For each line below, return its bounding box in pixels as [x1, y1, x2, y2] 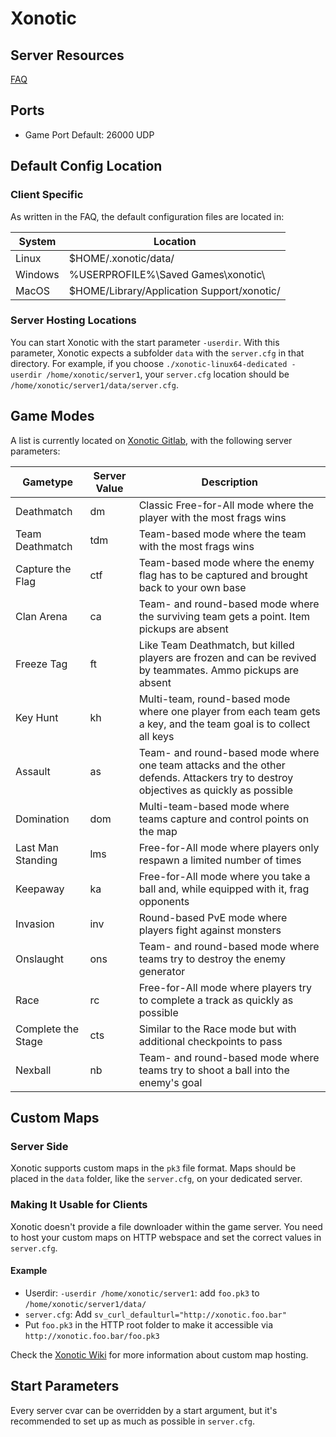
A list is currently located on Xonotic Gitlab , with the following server [10, 434, 293, 446]
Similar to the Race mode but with [138, 1022, 297, 1036]
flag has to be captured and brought [138, 568, 308, 582]
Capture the [15, 562, 72, 576]
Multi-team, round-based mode [138, 692, 291, 706]
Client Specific [10, 188, 84, 202]
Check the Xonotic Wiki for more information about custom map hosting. [10, 1348, 309, 1361]
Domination [15, 812, 70, 826]
